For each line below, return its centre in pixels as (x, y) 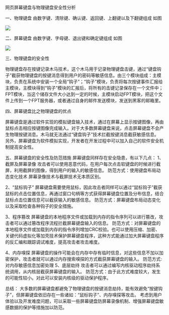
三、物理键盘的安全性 (27, 58)
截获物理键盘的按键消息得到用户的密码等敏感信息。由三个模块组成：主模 (87, 75)
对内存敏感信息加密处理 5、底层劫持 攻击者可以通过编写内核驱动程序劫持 (80, 265)
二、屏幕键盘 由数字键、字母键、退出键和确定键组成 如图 (64, 38)
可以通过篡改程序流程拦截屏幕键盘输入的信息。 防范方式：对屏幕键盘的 (87, 223)
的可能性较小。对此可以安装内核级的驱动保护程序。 (58, 278)
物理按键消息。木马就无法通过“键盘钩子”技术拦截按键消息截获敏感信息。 (84, 134)
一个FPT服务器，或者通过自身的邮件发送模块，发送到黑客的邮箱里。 (93, 100)
